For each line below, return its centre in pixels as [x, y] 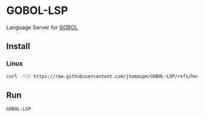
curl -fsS [19, 76]
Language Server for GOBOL [42, 27]
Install [18, 46]
